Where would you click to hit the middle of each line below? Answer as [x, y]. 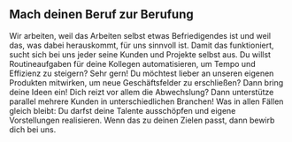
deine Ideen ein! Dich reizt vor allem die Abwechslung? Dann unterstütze [142, 92]
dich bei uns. [33, 129]
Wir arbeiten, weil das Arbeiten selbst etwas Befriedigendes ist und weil [140, 35]
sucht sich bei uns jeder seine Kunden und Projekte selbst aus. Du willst [140, 54]
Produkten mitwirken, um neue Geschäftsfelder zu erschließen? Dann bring [146, 82]
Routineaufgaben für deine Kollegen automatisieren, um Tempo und [132, 64]
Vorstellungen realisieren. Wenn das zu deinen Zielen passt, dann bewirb [142, 120]
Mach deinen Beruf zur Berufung [102, 15]
